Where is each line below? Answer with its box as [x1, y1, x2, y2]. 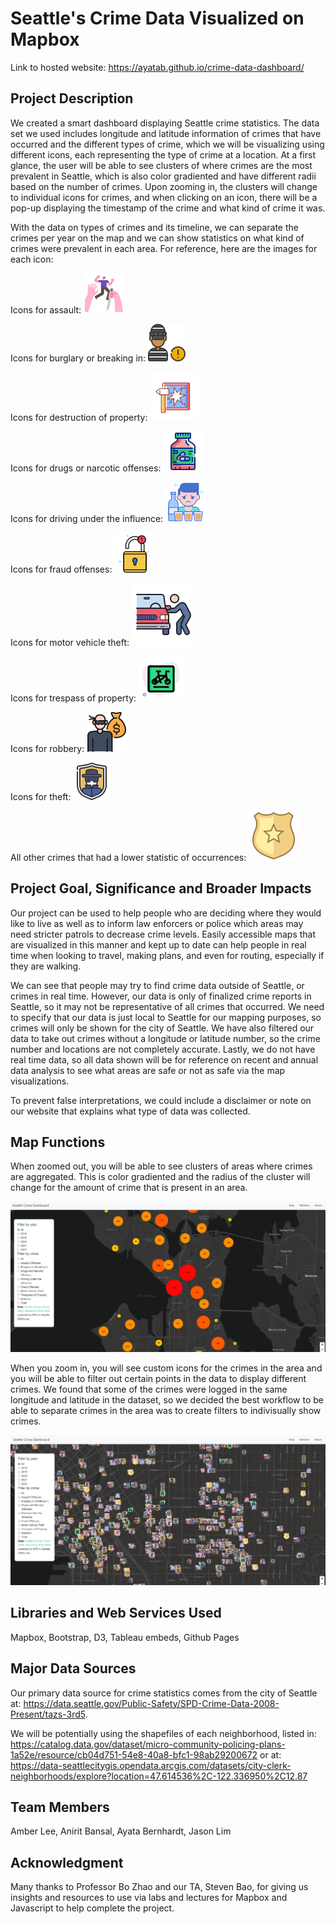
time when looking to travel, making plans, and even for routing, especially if [10, 949, 325, 961]
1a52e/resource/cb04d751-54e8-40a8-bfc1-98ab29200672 [10, 1748, 258, 1761]
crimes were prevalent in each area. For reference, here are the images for [10, 242, 318, 254]
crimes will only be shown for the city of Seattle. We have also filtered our [10, 1022, 315, 1034]
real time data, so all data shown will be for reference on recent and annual [10, 1053, 319, 1066]
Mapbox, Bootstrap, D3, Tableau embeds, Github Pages [10, 1631, 240, 1643]
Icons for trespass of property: [10, 692, 137, 704]
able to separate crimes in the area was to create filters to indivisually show [10, 1405, 322, 1417]
